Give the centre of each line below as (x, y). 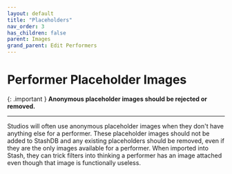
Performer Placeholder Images (97, 80)
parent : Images (29, 39)
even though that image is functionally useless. (74, 162)
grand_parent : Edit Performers (52, 46)
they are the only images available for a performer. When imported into (108, 148)
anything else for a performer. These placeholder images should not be (108, 133)
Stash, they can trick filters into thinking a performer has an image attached (115, 155)
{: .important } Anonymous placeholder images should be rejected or (107, 99)
